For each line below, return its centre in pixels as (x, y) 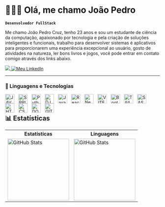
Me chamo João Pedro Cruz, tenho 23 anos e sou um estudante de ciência (81, 32)
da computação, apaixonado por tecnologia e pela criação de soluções (77, 37)
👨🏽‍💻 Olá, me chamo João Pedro (70, 10)
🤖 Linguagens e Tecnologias (39, 86)
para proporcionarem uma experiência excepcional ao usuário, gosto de (78, 48)
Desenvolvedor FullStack (30, 23)
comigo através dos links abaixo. (38, 58)
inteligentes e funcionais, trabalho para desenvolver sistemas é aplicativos (81, 43)
